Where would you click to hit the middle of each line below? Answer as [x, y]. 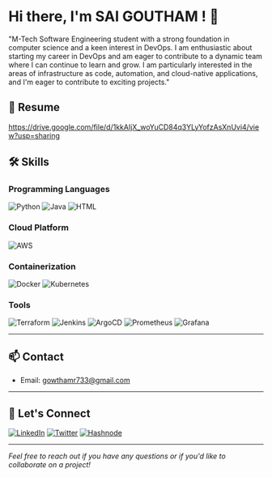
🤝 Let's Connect [49, 413]
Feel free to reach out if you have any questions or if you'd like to [117, 456]
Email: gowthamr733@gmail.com [75, 381]
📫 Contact [36, 357]
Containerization [42, 266]
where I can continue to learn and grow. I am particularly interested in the [130, 65]
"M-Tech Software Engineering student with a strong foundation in [119, 39]
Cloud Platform [38, 228]
